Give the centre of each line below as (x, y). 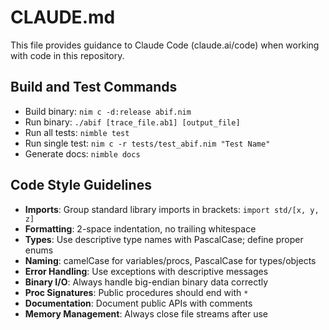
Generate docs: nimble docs (82, 153)
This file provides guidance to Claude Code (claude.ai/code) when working (165, 45)
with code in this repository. (67, 55)
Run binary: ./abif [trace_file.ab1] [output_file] (132, 122)
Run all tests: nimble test (77, 132)
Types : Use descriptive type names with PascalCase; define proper (164, 239)
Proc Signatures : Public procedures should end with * (136, 292)
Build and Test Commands (94, 87)
